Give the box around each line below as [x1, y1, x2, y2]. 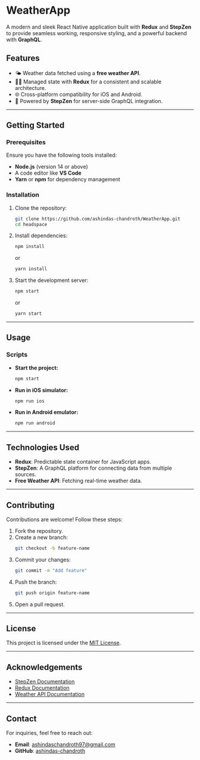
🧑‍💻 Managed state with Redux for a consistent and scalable [14, 78, 162, 85]
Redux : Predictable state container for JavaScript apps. [14, 458, 152, 466]
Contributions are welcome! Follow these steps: [6, 516, 123, 523]
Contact [6, 714, 37, 724]
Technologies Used [6, 442, 79, 452]
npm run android [14, 420, 55, 426]
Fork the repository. [14, 527, 64, 534]
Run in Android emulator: [14, 409, 79, 416]
